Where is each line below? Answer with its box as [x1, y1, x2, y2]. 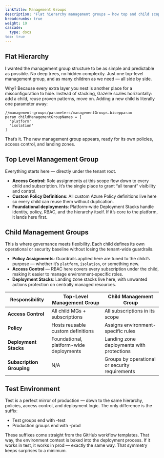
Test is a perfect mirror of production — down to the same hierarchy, [5, 397, 143, 403]
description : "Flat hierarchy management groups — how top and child [5, 12, 150, 17]
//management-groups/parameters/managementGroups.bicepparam [5, 110, 132, 115]
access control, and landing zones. [5, 141, 76, 147]
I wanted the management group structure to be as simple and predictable [5, 65, 155, 71]
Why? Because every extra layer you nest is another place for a [5, 85, 133, 91]
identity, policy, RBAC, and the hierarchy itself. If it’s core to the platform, [12, 208, 158, 215]
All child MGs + [51, 308, 86, 314]
